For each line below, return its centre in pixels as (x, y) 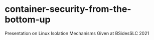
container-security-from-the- (68, 9)
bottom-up (28, 20)
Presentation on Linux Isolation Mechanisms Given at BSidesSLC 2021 (77, 33)
